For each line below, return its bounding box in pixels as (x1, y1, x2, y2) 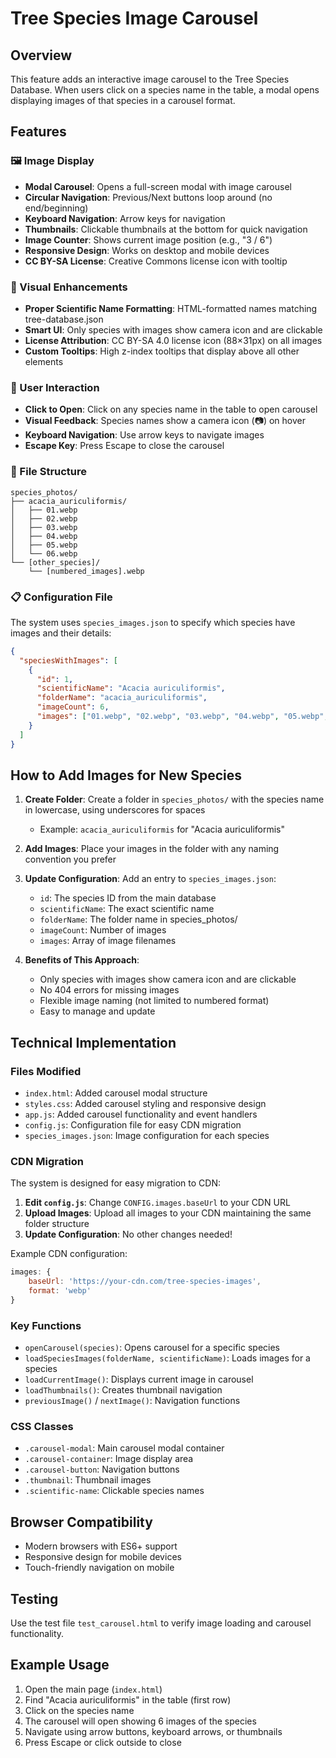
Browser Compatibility (10, 1513, 153, 1531)
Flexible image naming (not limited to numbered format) (39, 995, 270, 1007)
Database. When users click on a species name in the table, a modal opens (10, 84, 320, 96)
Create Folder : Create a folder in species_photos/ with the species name (24, 793, 325, 806)
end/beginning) (24, 202, 89, 214)
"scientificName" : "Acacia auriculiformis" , (36, 683, 226, 694)
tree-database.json (24, 313, 104, 325)
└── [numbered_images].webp (28, 566, 145, 576)
